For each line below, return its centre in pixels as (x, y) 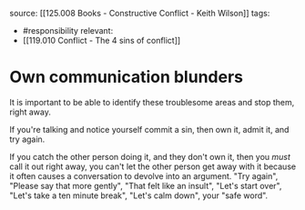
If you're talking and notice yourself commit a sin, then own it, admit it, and (149, 129)
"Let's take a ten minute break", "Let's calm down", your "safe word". (139, 195)
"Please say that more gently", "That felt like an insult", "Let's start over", (146, 185)
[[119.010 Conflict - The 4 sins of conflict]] (102, 40)
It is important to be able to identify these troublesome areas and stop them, (152, 102)
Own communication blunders (127, 77)
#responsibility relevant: (68, 30)
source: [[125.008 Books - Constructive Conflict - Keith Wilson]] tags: (140, 13)
